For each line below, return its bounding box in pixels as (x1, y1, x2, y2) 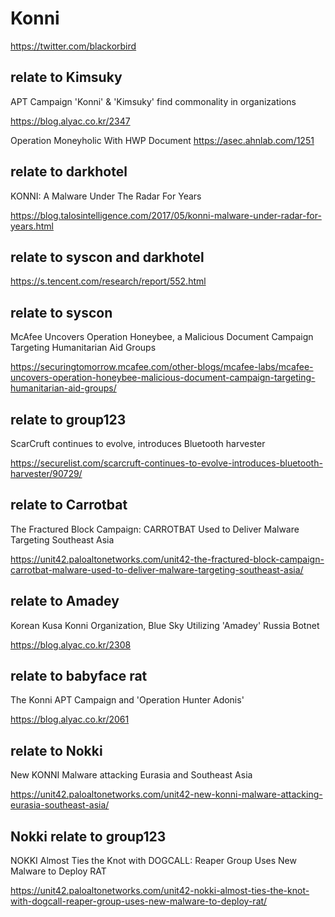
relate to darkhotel (10, 163, 128, 181)
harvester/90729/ (10, 468, 83, 479)
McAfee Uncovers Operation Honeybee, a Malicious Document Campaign (10, 331, 314, 343)
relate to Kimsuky (10, 69, 123, 86)
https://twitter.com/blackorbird (10, 40, 137, 52)
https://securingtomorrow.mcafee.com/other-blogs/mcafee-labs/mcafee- (10, 361, 314, 373)
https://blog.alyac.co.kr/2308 (10, 638, 132, 651)
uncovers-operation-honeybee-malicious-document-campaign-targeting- (10, 372, 316, 384)
